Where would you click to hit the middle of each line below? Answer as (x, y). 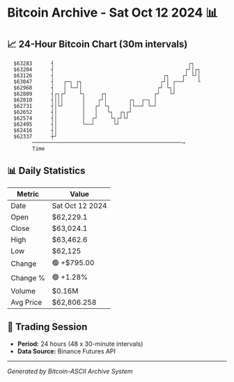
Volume (23, 291)
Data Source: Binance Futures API (67, 351)
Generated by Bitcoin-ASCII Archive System (70, 371)
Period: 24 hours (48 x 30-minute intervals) (80, 344)
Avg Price (26, 302)
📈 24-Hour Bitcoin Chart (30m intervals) (97, 44)
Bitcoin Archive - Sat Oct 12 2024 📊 (112, 13)
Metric (28, 193)
